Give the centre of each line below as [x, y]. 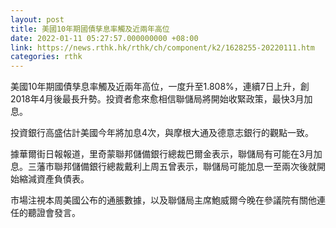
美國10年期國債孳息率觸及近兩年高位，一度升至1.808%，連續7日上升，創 [160, 87]
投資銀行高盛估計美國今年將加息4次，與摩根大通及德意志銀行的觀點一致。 [162, 133]
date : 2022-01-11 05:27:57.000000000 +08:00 [104, 38]
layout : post [37, 19]
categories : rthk [46, 57]
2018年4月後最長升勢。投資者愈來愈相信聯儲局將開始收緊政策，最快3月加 [161, 99]
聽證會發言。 [54, 213]
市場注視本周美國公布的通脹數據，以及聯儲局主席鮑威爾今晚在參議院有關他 [163, 200]
